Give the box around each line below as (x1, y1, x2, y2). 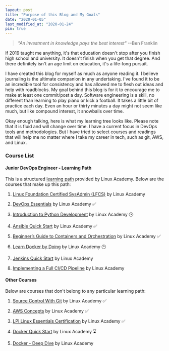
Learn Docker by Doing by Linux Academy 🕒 (12, 244, 106, 250)
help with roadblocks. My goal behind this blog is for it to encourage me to (5, 87, 160, 93)
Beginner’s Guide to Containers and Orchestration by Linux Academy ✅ (12, 233, 161, 240)
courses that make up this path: (5, 181, 71, 187)
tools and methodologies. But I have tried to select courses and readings (5, 129, 156, 135)
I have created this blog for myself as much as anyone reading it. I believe (5, 70, 158, 76)
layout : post (5, 7, 33, 13)
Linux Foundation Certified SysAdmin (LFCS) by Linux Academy (12, 191, 145, 198)
